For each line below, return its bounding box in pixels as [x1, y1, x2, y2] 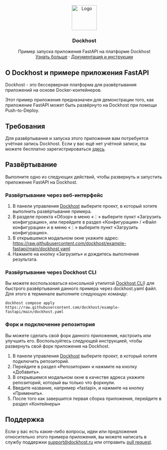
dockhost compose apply [5, 301, 55, 306]
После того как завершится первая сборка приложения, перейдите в [12, 395, 162, 401]
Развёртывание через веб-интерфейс [5, 192, 103, 199]
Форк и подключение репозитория [5, 321, 95, 328]
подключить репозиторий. [12, 358, 69, 364]
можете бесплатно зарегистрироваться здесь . [5, 145, 106, 152]
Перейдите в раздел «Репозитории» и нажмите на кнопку [12, 363, 137, 369]
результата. [12, 256, 38, 262]
